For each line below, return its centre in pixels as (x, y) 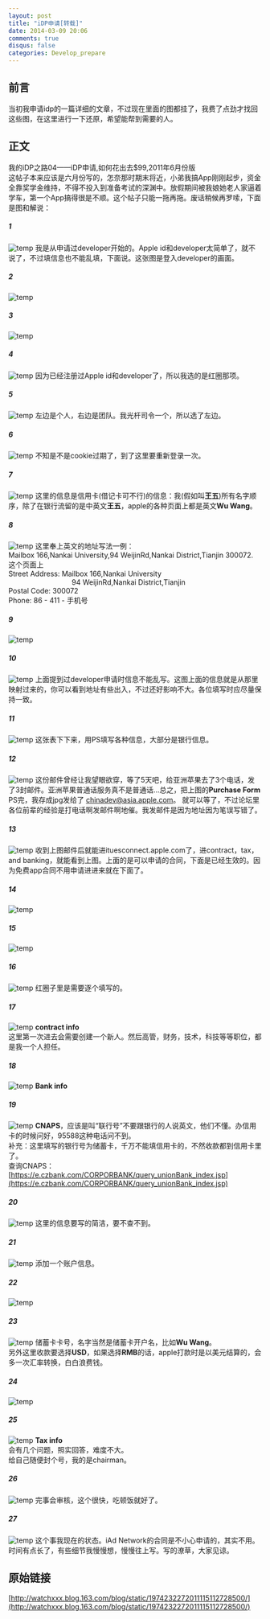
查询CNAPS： (31, 1166)
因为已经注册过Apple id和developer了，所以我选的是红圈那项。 (139, 376)
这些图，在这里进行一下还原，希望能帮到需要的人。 (93, 118)
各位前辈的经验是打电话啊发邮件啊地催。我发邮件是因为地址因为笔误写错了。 (135, 810)
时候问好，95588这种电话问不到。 (79, 1136)
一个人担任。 (43, 1047)
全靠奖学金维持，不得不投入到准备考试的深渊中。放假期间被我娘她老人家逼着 (135, 187)
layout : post (30, 16)
